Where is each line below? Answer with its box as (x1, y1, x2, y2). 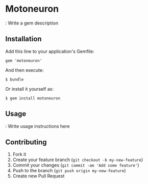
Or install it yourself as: (5, 86, 54, 92)
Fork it (12, 151, 27, 157)
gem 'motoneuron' (5, 58, 42, 63)
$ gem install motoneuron (5, 95, 60, 101)
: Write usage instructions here (5, 123, 70, 129)
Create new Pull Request (12, 173, 65, 179)
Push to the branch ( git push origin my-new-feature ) (12, 168, 126, 174)
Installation (5, 35, 42, 43)
